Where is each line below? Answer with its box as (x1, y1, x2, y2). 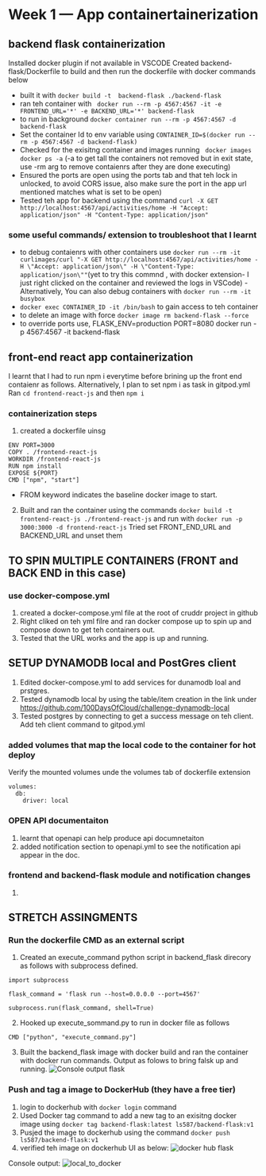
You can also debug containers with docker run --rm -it (64, 287, 252, 296)
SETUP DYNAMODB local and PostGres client (8, 657, 237, 670)
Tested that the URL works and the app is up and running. (19, 634, 209, 643)
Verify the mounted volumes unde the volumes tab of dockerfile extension (8, 768, 251, 777)
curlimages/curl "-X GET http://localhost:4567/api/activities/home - (19, 256, 259, 264)
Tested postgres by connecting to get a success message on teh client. (19, 711, 254, 720)
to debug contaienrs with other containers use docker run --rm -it (19, 248, 241, 257)
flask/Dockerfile (8, 67, 61, 76)
